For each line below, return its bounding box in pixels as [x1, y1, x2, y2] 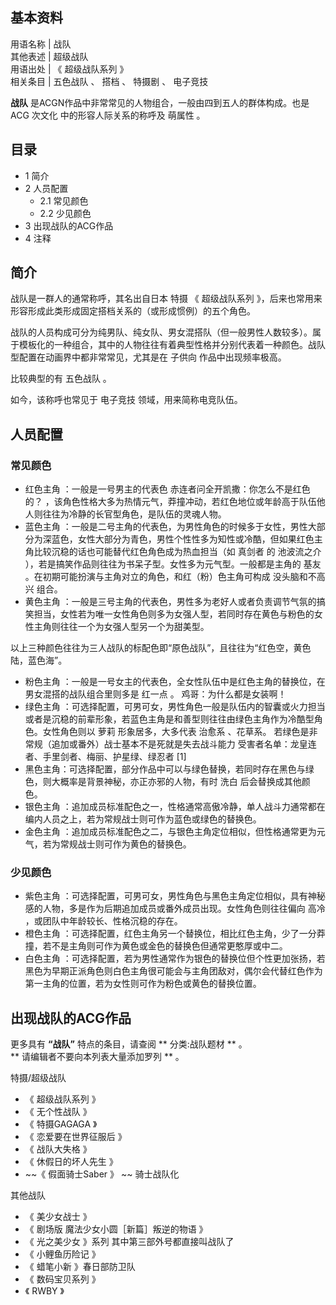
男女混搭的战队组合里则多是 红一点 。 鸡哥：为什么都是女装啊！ [24, 688, 287, 700]
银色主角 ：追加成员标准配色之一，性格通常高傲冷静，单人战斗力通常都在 [24, 801, 326, 813]
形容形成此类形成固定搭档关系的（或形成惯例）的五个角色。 [10, 305, 256, 317]
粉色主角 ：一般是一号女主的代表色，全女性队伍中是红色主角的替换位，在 [24, 676, 326, 688]
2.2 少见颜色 [39, 207, 92, 219]
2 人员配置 [24, 182, 69, 194]
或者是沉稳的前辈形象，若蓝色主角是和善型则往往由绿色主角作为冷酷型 [24, 713, 315, 725]
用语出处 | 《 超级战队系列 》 [10, 63, 129, 75]
